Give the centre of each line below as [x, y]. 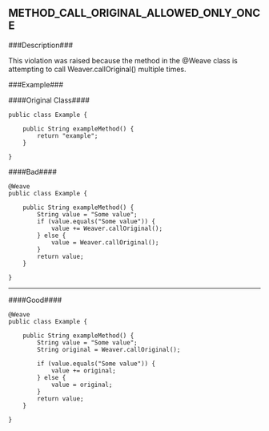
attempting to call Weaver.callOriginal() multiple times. [97, 69]
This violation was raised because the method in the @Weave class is [123, 60]
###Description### [41, 45]
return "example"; [68, 135]
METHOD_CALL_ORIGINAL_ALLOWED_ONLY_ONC [134, 13]
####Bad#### [33, 171]
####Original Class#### [49, 100]
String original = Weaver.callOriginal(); [109, 349]
